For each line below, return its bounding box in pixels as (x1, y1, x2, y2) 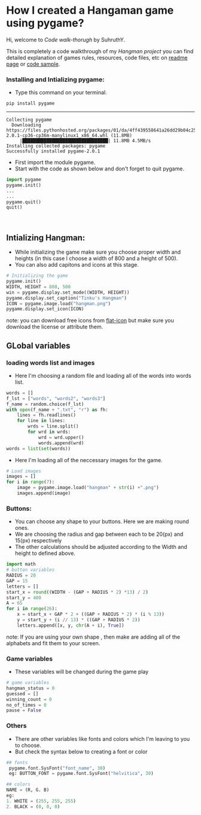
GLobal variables (6, 340, 71, 350)
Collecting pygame (6, 117, 52, 123)
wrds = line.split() (28, 423, 79, 429)
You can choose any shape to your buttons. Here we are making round (14, 518, 190, 525)
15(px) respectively (14, 537, 62, 544)
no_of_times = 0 (6, 702, 47, 708)
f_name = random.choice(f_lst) (6, 401, 84, 407)
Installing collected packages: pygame (6, 143, 106, 149)
